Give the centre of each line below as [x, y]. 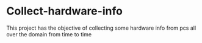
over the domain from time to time [49, 34]
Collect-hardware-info [65, 11]
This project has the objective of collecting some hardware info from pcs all [101, 28]
